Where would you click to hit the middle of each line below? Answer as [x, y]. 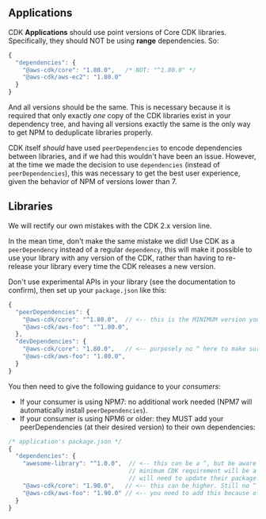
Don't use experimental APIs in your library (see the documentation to [122, 282]
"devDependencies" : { [51, 342]
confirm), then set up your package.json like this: [87, 290]
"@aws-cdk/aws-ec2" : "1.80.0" [72, 77]
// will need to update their [178, 479]
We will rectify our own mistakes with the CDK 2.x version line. [110, 225]
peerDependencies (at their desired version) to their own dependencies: [137, 427]
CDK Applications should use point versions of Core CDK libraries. [118, 32]
